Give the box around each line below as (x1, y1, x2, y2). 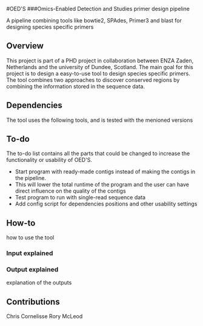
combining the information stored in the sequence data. (6, 82, 145, 90)
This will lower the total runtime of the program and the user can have (15, 181, 190, 188)
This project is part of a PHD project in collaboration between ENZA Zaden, (6, 57, 194, 64)
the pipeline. (15, 175, 47, 182)
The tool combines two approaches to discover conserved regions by (6, 76, 180, 84)
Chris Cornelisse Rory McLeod (6, 313, 83, 320)
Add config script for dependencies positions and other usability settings (15, 200, 198, 208)
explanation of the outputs (6, 279, 72, 287)
